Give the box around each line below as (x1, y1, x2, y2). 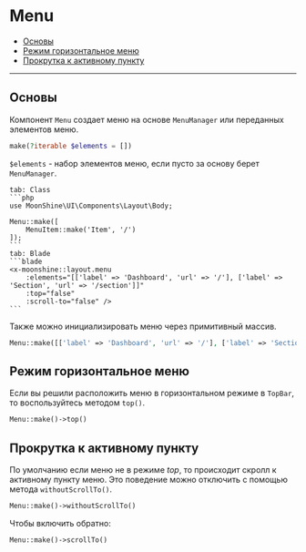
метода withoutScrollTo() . (9, 484, 112, 495)
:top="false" (25, 289, 76, 298)
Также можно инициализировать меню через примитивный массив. (9, 321, 277, 332)
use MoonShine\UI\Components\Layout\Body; (9, 201, 173, 210)
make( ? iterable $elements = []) (9, 141, 132, 150)
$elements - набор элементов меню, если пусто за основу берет (9, 158, 260, 169)
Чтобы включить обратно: (9, 517, 112, 528)
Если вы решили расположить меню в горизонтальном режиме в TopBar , (9, 388, 294, 399)
